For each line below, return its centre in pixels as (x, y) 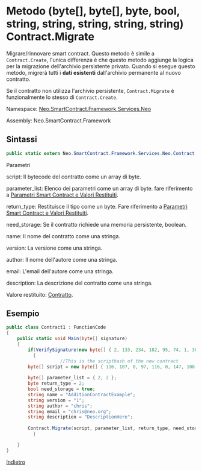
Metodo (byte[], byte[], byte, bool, (93, 11)
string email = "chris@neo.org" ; (70, 411)
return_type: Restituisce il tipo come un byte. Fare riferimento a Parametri (97, 206)
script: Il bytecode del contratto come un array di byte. (74, 177)
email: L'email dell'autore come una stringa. (60, 271)
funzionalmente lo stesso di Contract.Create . (62, 97)
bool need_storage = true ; (62, 389)
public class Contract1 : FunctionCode (56, 327)
